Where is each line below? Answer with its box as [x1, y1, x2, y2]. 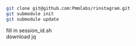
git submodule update [6, 16, 59, 22]
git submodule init [6, 10, 54, 17]
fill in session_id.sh [6, 27, 52, 34]
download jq [6, 33, 37, 40]
